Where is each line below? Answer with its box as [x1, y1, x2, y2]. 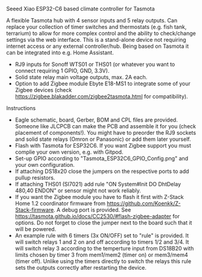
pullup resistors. [14, 174, 55, 181]
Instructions [6, 105, 36, 111]
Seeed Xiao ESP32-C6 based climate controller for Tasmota [6, 5, 155, 12]
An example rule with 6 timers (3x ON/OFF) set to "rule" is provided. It [14, 232, 189, 239]
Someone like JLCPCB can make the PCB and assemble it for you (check [14, 123, 196, 129]
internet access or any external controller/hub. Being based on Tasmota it [6, 42, 189, 50]
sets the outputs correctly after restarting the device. [14, 264, 147, 271]
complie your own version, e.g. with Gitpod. [14, 148, 124, 155]
